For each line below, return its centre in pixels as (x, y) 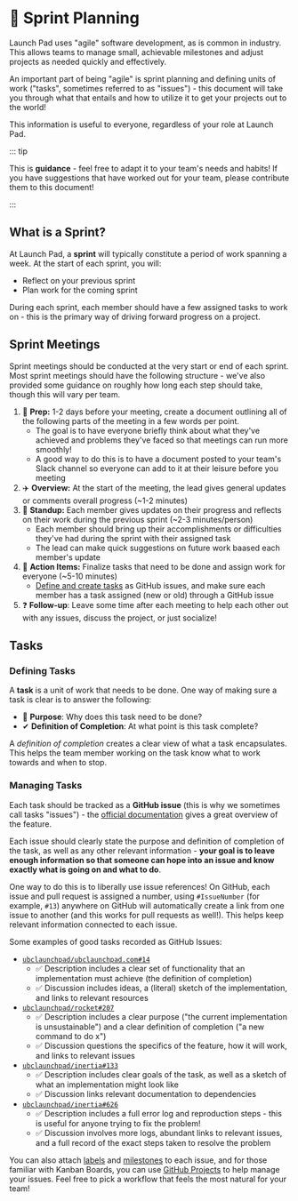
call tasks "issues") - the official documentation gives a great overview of (144, 814)
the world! (28, 107)
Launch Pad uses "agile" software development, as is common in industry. (145, 43)
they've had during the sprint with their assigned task (133, 538)
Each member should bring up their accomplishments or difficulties (158, 529)
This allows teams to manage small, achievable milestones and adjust (137, 52)
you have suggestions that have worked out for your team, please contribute (149, 178)
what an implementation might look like (107, 1085)
